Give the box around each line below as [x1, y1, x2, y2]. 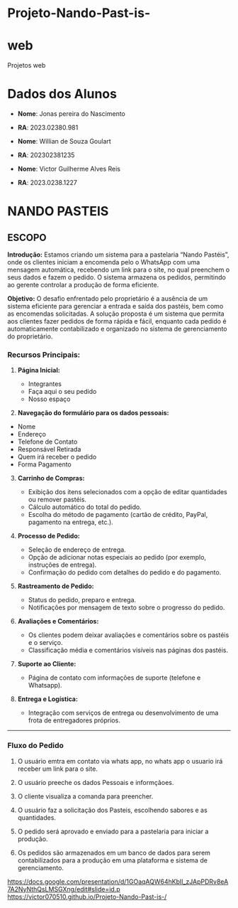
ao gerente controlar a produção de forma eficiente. [7, 281, 159, 289]
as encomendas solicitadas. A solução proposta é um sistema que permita [7, 309, 225, 318]
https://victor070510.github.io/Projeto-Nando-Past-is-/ [7, 892, 167, 901]
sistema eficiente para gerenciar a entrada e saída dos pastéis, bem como [7, 302, 224, 311]
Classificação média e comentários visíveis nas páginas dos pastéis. [28, 646, 229, 655]
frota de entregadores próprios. [28, 716, 120, 725]
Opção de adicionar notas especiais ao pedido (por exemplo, [28, 553, 207, 562]
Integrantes [28, 380, 62, 388]
